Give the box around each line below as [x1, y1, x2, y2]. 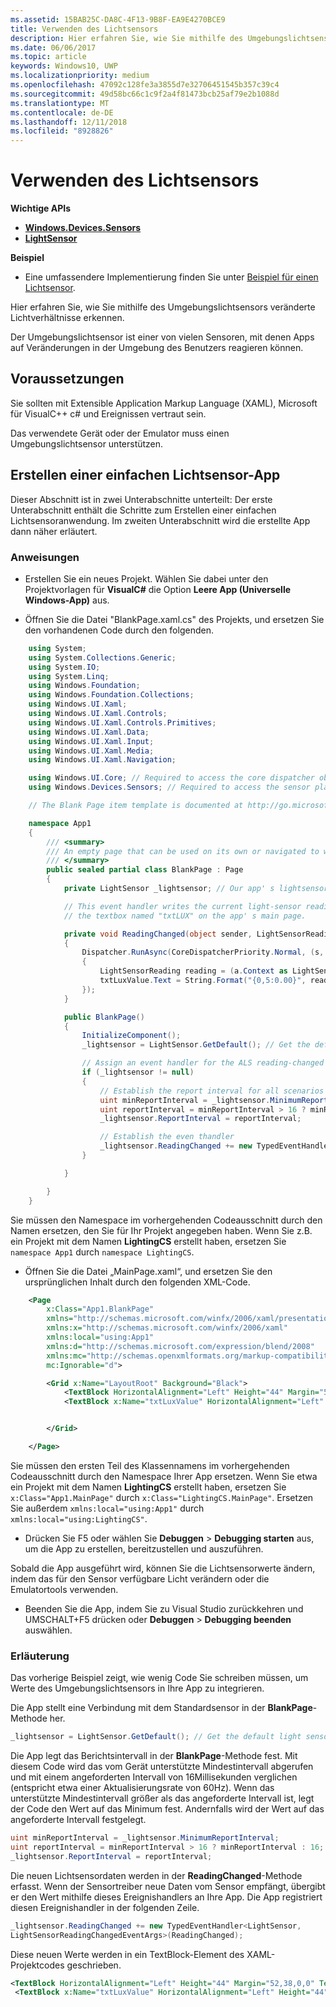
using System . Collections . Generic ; [28, 652, 177, 663]
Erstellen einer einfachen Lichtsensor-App [10, 467, 281, 484]
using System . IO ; [28, 662, 101, 672]
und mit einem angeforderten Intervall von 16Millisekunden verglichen [10, 1771, 298, 1783]
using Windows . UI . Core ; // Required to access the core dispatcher [28, 773, 315, 783]
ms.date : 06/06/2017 [10, 42, 97, 53]
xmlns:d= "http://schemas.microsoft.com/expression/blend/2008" [46, 1341, 315, 1351]
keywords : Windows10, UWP [10, 61, 118, 71]
